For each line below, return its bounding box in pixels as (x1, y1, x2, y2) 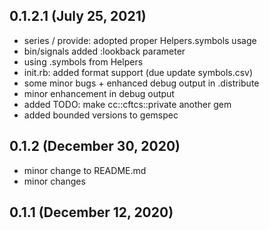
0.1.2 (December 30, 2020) (9, 138, 181, 155)
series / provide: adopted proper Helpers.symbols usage (23, 34, 257, 46)
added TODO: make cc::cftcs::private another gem (23, 98, 232, 110)
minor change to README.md (23, 164, 147, 176)
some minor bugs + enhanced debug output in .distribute (23, 77, 260, 89)
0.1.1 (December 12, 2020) (9, 204, 174, 221)
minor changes (23, 175, 86, 187)
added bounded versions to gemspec (23, 109, 179, 121)
